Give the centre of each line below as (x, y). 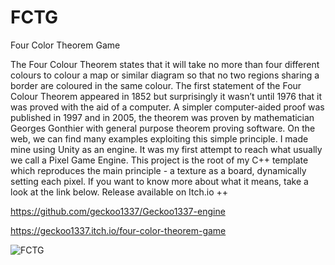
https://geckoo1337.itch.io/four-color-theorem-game (118, 230)
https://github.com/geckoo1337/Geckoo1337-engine (118, 211)
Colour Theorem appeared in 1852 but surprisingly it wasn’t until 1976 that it (166, 96)
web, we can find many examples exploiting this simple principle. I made (159, 138)
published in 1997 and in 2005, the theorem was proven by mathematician (162, 117)
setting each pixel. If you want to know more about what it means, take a (159, 181)
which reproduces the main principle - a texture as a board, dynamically (158, 170)
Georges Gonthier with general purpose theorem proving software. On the (163, 128)
